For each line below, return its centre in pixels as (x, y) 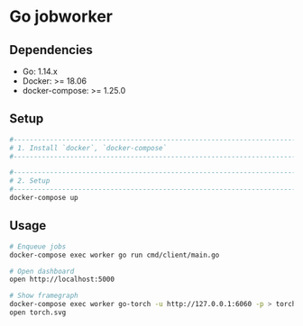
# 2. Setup (30, 181)
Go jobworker (61, 17)
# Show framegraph (44, 296)
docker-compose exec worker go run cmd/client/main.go (115, 255)
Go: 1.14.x (40, 71)
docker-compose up (44, 198)
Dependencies (51, 50)
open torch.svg (38, 312)
